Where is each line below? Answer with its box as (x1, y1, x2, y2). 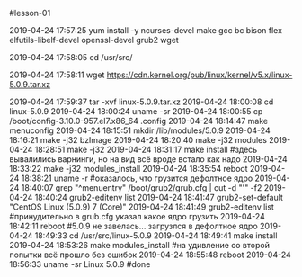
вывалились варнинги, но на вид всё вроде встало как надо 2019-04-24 (9, 154, 288, 165)
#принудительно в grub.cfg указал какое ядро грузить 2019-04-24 (9, 211, 265, 221)
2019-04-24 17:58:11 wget (9, 69, 105, 80)
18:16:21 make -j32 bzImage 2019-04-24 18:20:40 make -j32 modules (9, 135, 268, 145)
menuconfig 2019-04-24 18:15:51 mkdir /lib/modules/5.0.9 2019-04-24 (9, 125, 271, 136)
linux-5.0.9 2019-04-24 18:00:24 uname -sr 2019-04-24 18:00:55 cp (9, 106, 263, 116)
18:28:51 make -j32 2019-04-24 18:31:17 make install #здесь (34, 144, 258, 155)
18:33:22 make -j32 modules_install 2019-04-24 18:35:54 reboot (9, 164, 248, 174)
